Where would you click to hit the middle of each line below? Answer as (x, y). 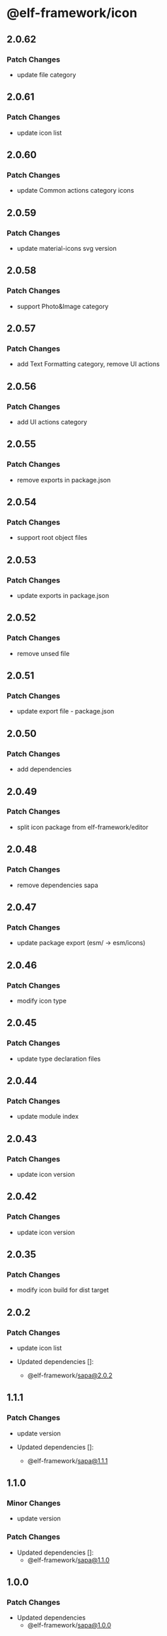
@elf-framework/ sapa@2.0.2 (70, 1375)
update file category (46, 74)
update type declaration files (59, 1059)
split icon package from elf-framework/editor (82, 827)
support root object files (52, 538)
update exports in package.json (63, 596)
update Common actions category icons (75, 191)
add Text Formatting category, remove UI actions (88, 364)
